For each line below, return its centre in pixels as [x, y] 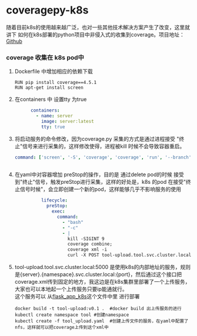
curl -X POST [83, 255]
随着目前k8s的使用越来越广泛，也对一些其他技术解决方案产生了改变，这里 [96, 27]
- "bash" [73, 222]
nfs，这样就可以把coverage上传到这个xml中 [61, 327]
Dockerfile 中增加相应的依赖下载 [54, 72]
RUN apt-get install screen [49, 88]
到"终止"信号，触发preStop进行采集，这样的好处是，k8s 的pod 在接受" [100, 182]
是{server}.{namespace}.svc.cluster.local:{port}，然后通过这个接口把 [98, 274]
